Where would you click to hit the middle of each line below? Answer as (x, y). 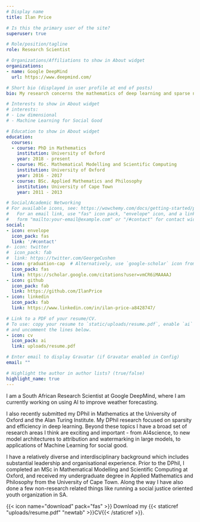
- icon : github (25, 280)
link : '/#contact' (35, 241)
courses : (22, 142)
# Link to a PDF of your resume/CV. (51, 319)
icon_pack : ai (29, 341)
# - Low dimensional (32, 115)
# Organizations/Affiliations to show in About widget (76, 61)
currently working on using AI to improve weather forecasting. (82, 402)
